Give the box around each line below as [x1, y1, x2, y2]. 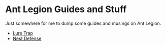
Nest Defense [12, 35, 42, 41]
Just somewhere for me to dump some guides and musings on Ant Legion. [5, 20, 161, 26]
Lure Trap [12, 30, 34, 36]
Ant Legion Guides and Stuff [5, 4, 127, 15]
